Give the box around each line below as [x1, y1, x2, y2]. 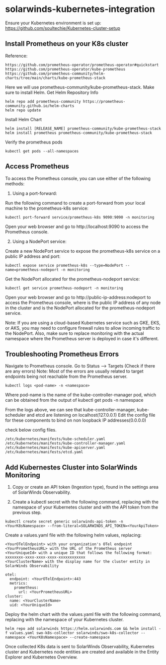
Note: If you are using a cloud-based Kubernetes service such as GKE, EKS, [5, 319, 161, 326]
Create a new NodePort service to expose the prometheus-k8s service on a [5, 248, 161, 254]
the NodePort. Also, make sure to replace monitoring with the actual [5, 330, 144, 336]
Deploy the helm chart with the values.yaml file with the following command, [5, 611, 162, 617]
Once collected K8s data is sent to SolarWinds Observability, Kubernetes [5, 644, 155, 650]
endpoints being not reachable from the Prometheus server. [5, 373, 128, 379]
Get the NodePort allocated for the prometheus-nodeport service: [5, 276, 140, 282]
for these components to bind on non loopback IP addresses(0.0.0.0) [5, 417, 147, 423]
